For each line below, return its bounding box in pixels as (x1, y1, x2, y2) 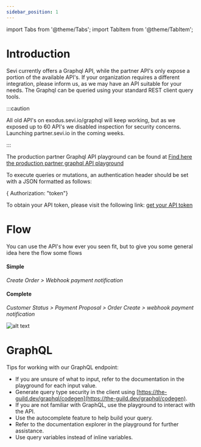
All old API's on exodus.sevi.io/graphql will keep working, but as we (6, 116, 175, 123)
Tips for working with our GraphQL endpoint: (6, 363, 119, 371)
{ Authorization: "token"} (6, 189, 68, 196)
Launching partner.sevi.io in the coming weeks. (6, 129, 125, 137)
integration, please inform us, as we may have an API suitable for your (6, 80, 182, 87)
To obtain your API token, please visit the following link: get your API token (6, 201, 193, 209)
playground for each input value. (15, 381, 97, 389)
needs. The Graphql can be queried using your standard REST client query (6, 86, 194, 94)
